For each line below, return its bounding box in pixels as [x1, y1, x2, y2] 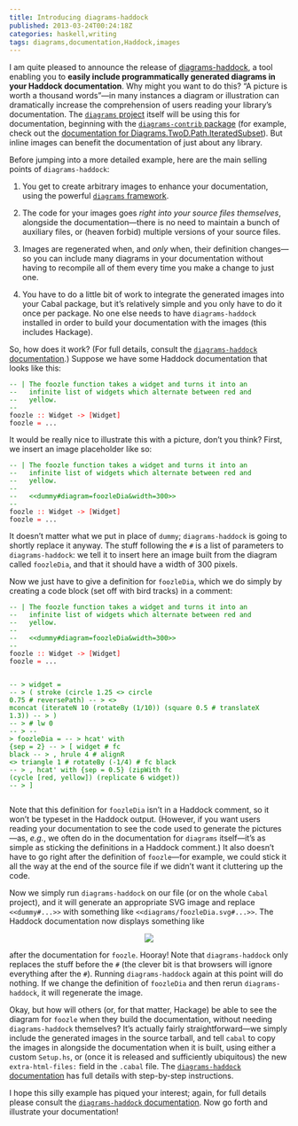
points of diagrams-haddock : [9, 164, 110, 175]
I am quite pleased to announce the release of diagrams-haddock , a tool [9, 62, 273, 73]
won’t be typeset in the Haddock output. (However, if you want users [9, 814, 261, 825]
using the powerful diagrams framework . [21, 191, 169, 201]
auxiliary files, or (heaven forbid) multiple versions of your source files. [21, 227, 281, 238]
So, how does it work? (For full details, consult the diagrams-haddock [9, 344, 258, 355]
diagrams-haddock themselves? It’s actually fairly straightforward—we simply [9, 1023, 287, 1034]
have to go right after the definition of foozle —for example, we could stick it [9, 852, 286, 863]
